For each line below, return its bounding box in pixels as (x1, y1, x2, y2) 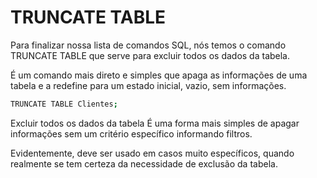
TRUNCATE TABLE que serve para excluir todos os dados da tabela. (10, 49, 291, 61)
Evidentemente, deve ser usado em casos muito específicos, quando (10, 147, 295, 159)
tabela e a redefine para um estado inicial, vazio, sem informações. (10, 79, 287, 91)
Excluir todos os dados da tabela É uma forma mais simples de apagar (10, 117, 300, 129)
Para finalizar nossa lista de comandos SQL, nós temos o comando (10, 39, 287, 51)
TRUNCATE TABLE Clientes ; (10, 99, 118, 109)
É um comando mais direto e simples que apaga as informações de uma (10, 69, 308, 81)
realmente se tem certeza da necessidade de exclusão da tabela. (10, 157, 278, 170)
